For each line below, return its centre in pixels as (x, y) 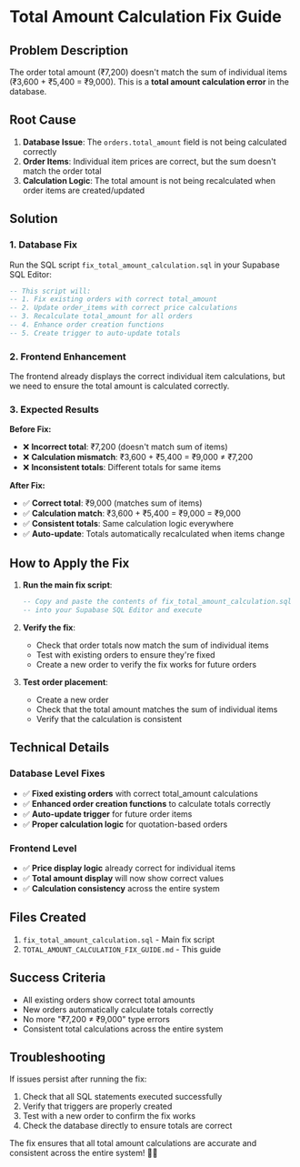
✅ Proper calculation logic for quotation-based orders (125, 824)
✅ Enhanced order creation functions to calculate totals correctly (146, 803)
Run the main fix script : (67, 585)
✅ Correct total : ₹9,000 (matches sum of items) (112, 503)
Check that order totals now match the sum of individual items (153, 645)
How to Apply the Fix (70, 563)
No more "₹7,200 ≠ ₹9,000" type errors (96, 1019)
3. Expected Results (55, 409)
